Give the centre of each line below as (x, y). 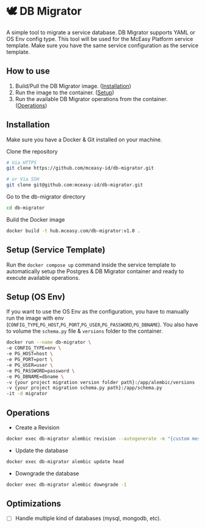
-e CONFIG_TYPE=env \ (34, 348)
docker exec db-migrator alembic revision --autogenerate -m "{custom (98, 439)
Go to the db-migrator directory (46, 197)
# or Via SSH (23, 179)
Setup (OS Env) (36, 297)
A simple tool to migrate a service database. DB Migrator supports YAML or (101, 32)
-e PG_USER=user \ (30, 365)
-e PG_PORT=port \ (30, 360)
